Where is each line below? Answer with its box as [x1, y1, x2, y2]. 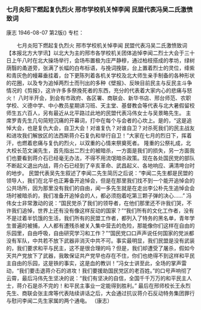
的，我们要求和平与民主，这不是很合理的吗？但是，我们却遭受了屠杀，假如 [6, 245, 190, 252]
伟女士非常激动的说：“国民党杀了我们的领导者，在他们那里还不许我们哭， [6, 199, 187, 207]
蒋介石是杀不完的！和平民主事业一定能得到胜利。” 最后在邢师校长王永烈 [16, 282, 191, 290]
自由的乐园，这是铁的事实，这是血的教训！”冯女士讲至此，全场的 [11, 260, 172, 267]
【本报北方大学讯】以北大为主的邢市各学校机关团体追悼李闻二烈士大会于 [6, 49, 184, 56]
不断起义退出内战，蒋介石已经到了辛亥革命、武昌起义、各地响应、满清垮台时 [6, 162, 195, 169]
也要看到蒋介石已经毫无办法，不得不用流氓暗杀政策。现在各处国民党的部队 [11, 154, 195, 162]
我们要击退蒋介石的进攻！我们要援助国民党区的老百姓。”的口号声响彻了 [19, 267, 192, 275]
